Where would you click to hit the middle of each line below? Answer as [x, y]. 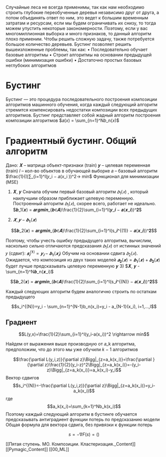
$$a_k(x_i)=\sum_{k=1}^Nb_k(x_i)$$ [84, 406]
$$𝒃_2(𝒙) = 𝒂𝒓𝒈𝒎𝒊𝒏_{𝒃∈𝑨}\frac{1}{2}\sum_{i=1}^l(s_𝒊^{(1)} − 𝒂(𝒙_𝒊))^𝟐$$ [84, 230]
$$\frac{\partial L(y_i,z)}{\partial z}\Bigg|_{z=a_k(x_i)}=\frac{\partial [83, 359]
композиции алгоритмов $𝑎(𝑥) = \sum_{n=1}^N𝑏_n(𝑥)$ [63, 120]
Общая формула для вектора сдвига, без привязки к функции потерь [79, 425]
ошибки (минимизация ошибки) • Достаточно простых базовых [74, 60]
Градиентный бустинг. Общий [71, 141]
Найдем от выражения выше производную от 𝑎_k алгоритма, [71, 344]
